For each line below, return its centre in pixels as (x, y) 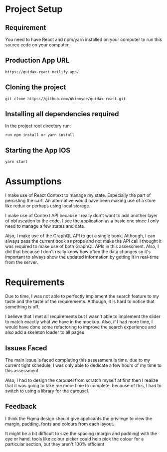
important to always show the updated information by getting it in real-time (82, 257)
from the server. (22, 262)
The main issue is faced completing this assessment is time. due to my (78, 360)
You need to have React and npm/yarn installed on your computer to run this (83, 39)
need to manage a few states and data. (45, 226)
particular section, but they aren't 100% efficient (55, 444)
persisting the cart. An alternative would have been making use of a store (81, 201)
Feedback (21, 406)
